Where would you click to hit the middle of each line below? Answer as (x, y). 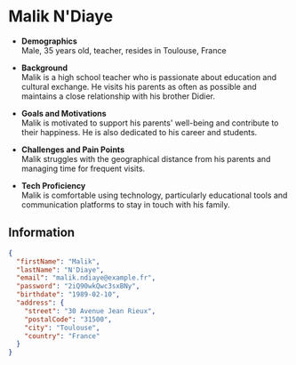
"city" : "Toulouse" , (62, 328)
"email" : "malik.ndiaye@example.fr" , (86, 278)
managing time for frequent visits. (83, 168)
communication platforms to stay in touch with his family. (125, 204)
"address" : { (40, 303)
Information (42, 233)
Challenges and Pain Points (73, 150)
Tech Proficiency (53, 185)
